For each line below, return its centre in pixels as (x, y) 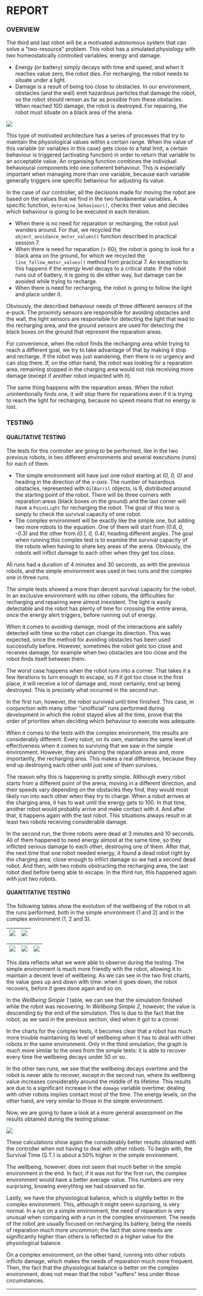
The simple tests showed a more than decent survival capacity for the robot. (101, 589)
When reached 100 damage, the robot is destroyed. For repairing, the (101, 106)
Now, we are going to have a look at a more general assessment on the (95, 1112)
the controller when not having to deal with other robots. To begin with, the (99, 1148)
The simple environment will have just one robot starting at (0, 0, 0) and (104, 475)
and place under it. (38, 294)
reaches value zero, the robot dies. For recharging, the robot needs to (102, 74)
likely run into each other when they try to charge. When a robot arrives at (98, 796)
